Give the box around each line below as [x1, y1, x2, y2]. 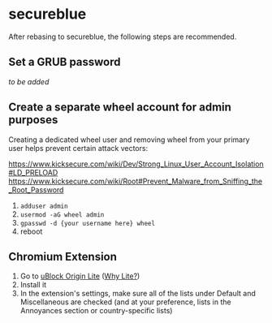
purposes [8, 113, 58, 127]
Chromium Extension [8, 249, 118, 264]
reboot [19, 226, 43, 236]
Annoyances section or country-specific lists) [19, 306, 173, 316]
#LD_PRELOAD [8, 167, 58, 177]
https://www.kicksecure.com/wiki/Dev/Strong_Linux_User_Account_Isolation [8, 159, 264, 169]
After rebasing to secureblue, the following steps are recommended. [8, 32, 237, 41]
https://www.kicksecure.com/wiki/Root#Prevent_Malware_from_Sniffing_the [8, 176, 262, 186]
